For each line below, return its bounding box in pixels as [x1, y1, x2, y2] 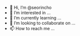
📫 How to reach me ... [9, 26, 55, 31]
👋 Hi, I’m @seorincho [9, 5, 52, 10]
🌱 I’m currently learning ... [9, 15, 62, 20]
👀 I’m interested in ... [9, 10, 51, 16]
